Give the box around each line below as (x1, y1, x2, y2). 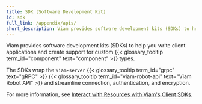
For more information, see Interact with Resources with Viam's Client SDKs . (6, 91, 193, 98)
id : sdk (6, 14, 26, 20)
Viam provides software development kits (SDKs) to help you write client (6, 42, 186, 49)
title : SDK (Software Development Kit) (6, 8, 106, 15)
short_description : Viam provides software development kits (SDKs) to (6, 25, 189, 32)
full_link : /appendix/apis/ (6, 20, 77, 26)
